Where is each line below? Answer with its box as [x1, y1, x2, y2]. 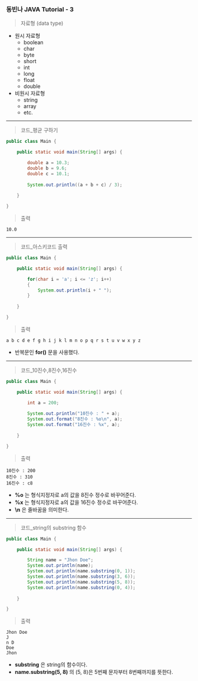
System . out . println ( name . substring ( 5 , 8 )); [27, 579, 136, 585]
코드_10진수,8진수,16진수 [20, 366, 77, 374]
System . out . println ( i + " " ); [37, 287, 112, 293]
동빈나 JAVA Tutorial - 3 [6, 5, 74, 13]
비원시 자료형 [14, 90, 45, 97]
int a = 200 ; [27, 400, 60, 405]
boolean [23, 39, 44, 46]
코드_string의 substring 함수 [20, 524, 87, 531]
